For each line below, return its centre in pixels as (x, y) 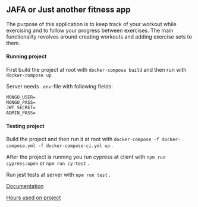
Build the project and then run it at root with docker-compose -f (83, 139)
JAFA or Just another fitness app (68, 10)
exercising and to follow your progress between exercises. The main (90, 30)
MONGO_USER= (21, 97)
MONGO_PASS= (21, 103)
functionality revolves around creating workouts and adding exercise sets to (99, 36)
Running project (26, 56)
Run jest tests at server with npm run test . (59, 175)
